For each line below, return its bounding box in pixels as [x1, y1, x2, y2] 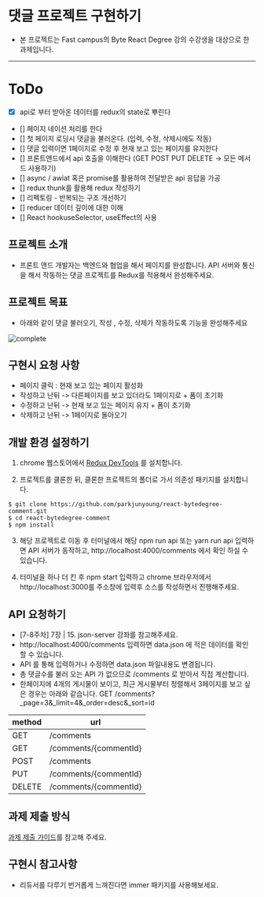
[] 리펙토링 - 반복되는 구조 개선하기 [19, 192, 127, 202]
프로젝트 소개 [8, 238, 68, 251]
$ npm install [8, 521, 55, 529]
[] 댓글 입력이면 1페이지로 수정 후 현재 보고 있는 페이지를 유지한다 [19, 143, 218, 153]
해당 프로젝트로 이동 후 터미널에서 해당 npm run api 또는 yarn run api [19, 536, 233, 545]
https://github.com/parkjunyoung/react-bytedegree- [49, 501, 223, 508]
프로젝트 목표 [8, 296, 68, 309]
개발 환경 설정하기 [8, 435, 90, 449]
